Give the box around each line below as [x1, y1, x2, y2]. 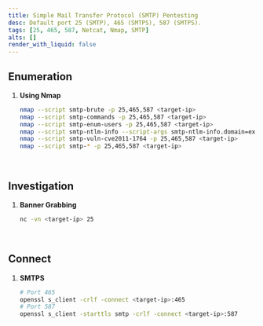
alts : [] [8, 33, 37, 42]
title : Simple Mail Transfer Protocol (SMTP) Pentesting [8, 11, 199, 20]
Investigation [8, 179, 75, 192]
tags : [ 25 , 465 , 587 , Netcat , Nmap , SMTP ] [8, 26, 149, 34]
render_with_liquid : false [8, 41, 97, 49]
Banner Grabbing [19, 200, 77, 209]
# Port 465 [19, 288, 56, 296]
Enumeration [8, 70, 73, 83]
